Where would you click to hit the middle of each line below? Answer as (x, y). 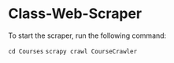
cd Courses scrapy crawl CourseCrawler (73, 51)
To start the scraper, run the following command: (87, 35)
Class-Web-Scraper (75, 14)
